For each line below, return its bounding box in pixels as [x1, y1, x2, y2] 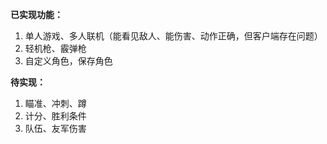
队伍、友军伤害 [24, 123, 87, 134]
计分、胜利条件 [24, 110, 87, 122]
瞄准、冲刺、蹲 [24, 98, 87, 109]
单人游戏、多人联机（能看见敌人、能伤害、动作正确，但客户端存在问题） [24, 30, 323, 42]
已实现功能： [10, 9, 63, 20]
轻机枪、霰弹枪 [24, 43, 87, 54]
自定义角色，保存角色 [24, 55, 113, 67]
